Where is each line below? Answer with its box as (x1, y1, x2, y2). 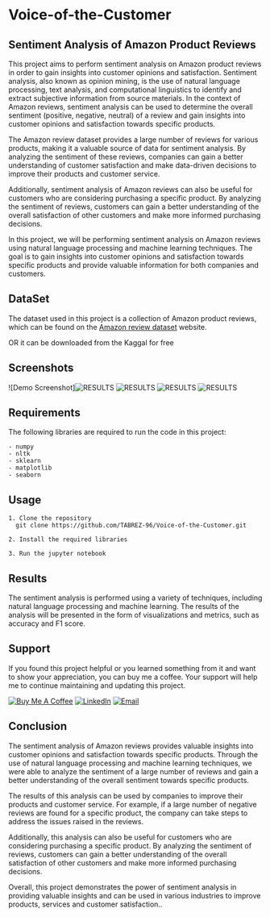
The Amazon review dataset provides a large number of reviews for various (8, 135, 259, 144)
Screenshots (8, 361, 74, 375)
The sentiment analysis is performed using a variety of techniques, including (8, 593, 263, 602)
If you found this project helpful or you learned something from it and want (8, 663, 256, 673)
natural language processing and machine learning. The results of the (8, 602, 240, 611)
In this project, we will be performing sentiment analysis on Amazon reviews (8, 235, 261, 244)
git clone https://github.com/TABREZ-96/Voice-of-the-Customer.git (15, 522, 247, 530)
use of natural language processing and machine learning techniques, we (8, 758, 252, 768)
